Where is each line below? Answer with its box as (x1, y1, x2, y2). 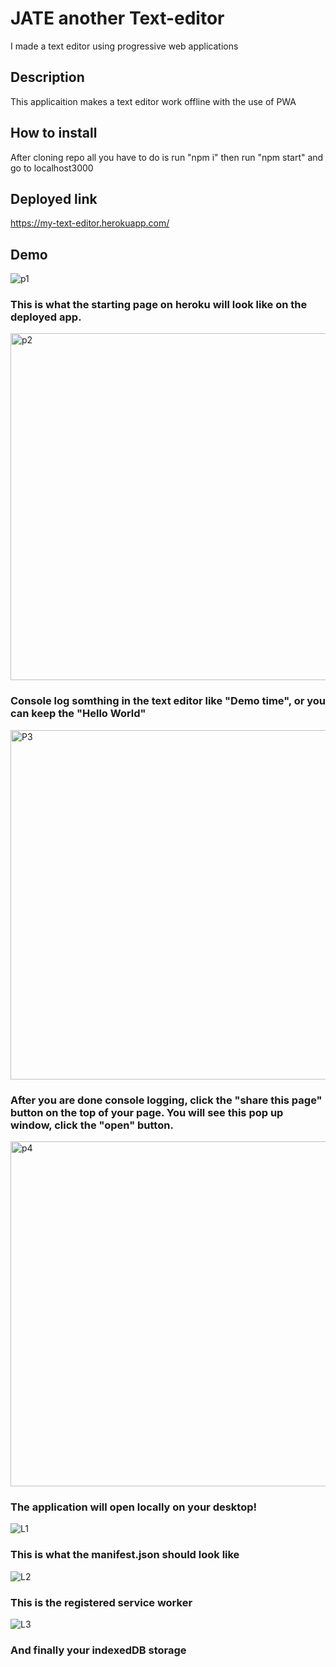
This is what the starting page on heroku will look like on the (10, 298, 308, 312)
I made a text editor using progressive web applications (10, 40, 239, 52)
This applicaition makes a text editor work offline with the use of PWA (10, 95, 297, 107)
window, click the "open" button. (10, 1118, 174, 1132)
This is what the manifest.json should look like (10, 1548, 240, 1562)
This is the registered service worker (10, 1595, 193, 1609)
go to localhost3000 (10, 162, 94, 174)
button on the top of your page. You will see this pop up (10, 1105, 284, 1119)
